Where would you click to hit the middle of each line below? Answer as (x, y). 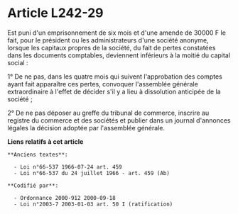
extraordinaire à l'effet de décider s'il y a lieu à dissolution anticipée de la (114, 91)
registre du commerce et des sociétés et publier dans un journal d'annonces (119, 120)
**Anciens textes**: (38, 154)
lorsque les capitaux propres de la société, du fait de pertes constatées (112, 47)
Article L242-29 (55, 13)
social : (18, 62)
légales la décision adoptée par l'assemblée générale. (86, 128)
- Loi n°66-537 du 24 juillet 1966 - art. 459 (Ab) (92, 173)
